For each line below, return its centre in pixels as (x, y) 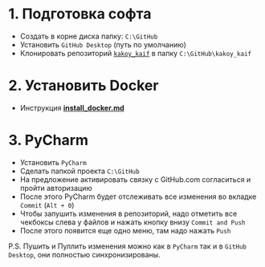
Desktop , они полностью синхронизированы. (84, 254)
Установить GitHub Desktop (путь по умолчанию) (103, 44)
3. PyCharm (49, 140)
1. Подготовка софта (80, 14)
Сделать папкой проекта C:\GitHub (79, 171)
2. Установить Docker (84, 86)
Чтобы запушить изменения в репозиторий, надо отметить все (128, 213)
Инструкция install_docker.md (72, 107)
